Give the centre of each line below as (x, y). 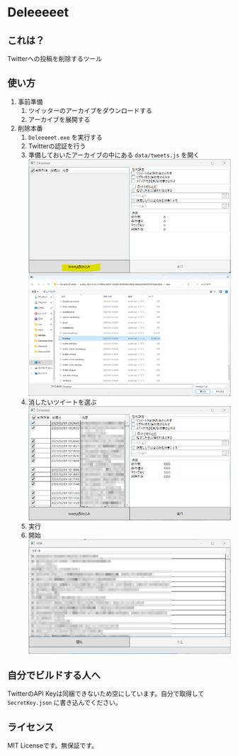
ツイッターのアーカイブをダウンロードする (90, 110)
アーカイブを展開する (59, 119)
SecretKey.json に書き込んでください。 (64, 703)
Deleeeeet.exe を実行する (65, 137)
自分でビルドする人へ (54, 675)
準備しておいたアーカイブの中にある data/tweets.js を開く (114, 155)
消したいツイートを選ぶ (62, 402)
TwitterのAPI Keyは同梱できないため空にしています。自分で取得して (106, 694)
